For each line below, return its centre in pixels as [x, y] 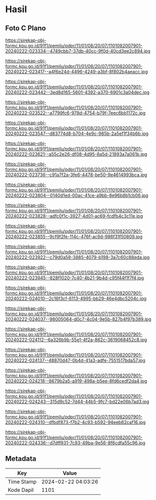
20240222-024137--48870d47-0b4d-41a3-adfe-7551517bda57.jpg [75, 360]
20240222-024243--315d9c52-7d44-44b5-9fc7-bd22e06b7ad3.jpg [77, 402]
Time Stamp [22, 482]
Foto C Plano [26, 28]
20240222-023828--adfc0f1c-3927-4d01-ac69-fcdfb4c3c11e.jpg [74, 216]
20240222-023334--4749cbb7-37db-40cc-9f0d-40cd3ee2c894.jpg [78, 51]
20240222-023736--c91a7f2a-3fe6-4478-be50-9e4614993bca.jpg [76, 175]
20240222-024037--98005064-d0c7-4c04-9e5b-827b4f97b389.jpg [78, 319]
